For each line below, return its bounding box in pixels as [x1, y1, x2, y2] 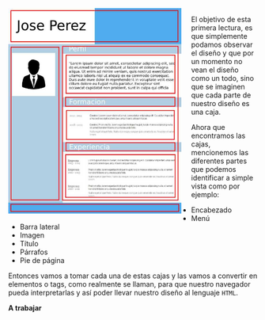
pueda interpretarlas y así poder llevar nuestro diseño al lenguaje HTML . [8, 288, 239, 297]
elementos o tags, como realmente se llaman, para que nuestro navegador [8, 280, 251, 288]
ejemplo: [191, 190, 220, 199]
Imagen [19, 230, 45, 240]
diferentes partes [191, 156, 248, 166]
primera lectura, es [191, 23, 253, 32]
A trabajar [8, 303, 42, 312]
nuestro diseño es [191, 99, 250, 108]
